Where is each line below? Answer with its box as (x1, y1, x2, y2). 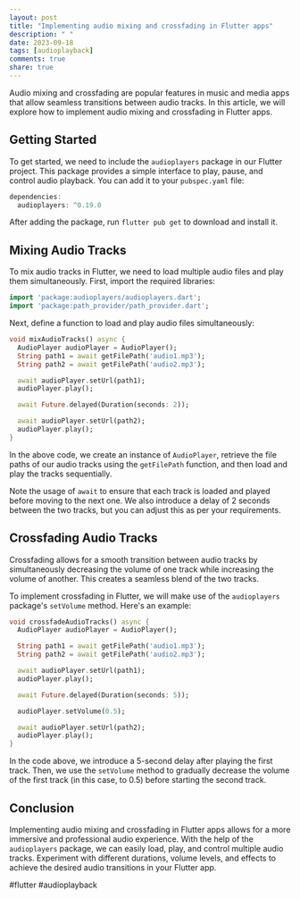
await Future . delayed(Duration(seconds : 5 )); (17, 690, 190, 700)
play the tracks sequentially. (9, 468, 112, 479)
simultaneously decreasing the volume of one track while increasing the (9, 564, 274, 575)
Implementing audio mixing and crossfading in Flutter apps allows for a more (9, 824, 291, 835)
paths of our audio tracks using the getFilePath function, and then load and (9, 458, 288, 469)
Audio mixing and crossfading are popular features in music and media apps (9, 87, 290, 98)
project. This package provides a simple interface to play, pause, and (9, 165, 263, 176)
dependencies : (9, 192, 62, 201)
